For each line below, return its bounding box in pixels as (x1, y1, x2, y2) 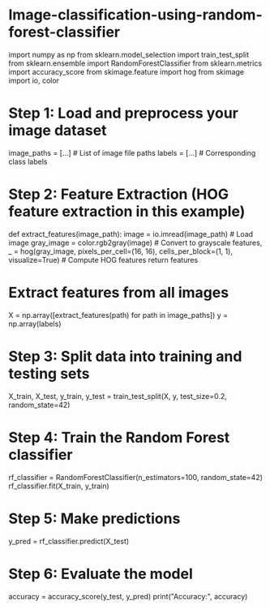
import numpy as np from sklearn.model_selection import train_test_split (8, 49, 250, 59)
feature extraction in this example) (8, 203, 246, 221)
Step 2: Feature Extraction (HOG (8, 185, 229, 204)
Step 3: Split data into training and (8, 347, 242, 366)
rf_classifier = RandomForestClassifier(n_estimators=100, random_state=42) (8, 472, 264, 482)
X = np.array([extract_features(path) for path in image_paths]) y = (8, 310, 229, 320)
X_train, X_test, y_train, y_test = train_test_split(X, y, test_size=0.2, (8, 391, 227, 401)
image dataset (8, 122, 107, 139)
